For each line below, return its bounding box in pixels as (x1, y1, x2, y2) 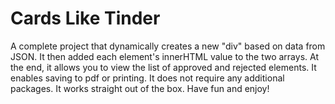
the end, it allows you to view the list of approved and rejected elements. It (10, 61, 317, 73)
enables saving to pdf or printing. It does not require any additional (10, 72, 285, 84)
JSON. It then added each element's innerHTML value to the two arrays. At (10, 50, 319, 62)
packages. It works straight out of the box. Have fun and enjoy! (10, 82, 270, 94)
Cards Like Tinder (10, 7, 161, 30)
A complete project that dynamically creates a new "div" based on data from (10, 40, 326, 52)
